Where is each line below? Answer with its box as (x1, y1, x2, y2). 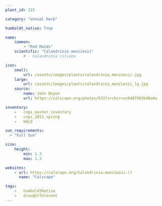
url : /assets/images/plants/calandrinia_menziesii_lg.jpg (23, 81, 148, 87)
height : (14, 147, 30, 152)
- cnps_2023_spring (14, 114, 60, 119)
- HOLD (14, 119, 33, 124)
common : (14, 39, 30, 45)
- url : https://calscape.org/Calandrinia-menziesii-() (14, 170, 133, 175)
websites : (5, 165, 26, 170)
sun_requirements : (5, 128, 44, 133)
